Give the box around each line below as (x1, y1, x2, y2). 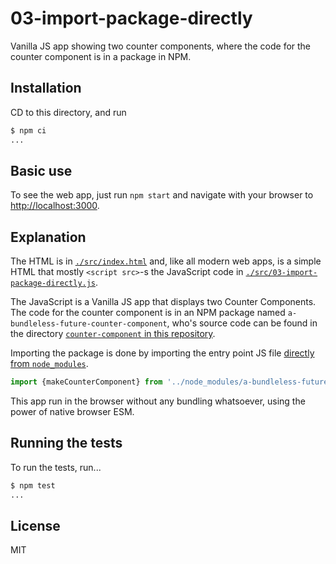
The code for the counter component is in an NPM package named (10, 307, 286, 319)
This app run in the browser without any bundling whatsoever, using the (10, 395, 306, 407)
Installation (10, 80, 82, 97)
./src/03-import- (245, 268, 318, 278)
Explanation (10, 228, 87, 246)
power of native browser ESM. (10, 406, 135, 417)
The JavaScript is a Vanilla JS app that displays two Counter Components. (10, 296, 317, 308)
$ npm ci (10, 125, 47, 136)
